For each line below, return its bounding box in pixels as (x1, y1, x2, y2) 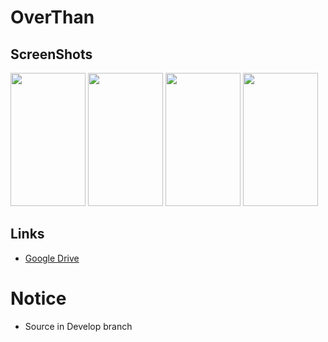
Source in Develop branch (24, 320, 133, 332)
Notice (10, 287, 67, 310)
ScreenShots (10, 46, 93, 63)
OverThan (10, 6, 95, 29)
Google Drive (24, 252, 80, 264)
